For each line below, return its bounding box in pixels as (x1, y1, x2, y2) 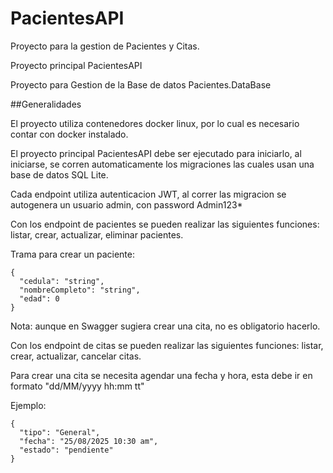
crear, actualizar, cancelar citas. (10, 350, 142, 362)
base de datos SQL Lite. (10, 168, 109, 181)
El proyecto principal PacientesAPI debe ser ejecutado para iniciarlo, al (10, 147, 302, 159)
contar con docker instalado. (10, 128, 129, 140)
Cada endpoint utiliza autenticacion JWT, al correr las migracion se (10, 188, 287, 200)
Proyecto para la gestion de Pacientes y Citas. (10, 40, 200, 52)
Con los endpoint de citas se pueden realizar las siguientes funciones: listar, (10, 339, 324, 351)
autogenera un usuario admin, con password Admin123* (10, 198, 243, 211)
